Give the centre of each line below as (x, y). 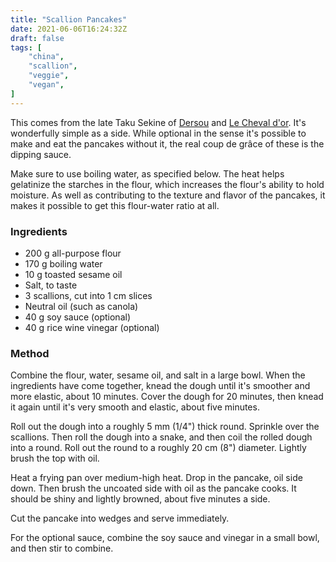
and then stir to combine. (62, 548)
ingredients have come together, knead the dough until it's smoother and (160, 386)
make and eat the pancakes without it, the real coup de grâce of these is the (167, 143)
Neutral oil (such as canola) (81, 306)
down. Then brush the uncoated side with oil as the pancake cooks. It (153, 488)
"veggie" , (49, 76)
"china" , (46, 57)
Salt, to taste (51, 285)
